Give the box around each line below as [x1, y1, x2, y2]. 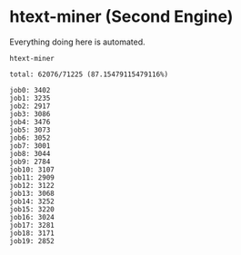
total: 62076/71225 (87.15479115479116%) [9, 70, 169, 79]
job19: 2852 [9, 236, 55, 246]
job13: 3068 [9, 189, 55, 198]
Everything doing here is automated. [9, 36, 146, 47]
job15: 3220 [9, 204, 55, 214]
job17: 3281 [9, 221, 55, 230]
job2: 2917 [9, 102, 51, 111]
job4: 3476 [9, 117, 51, 126]
